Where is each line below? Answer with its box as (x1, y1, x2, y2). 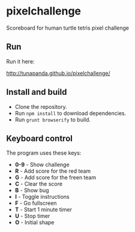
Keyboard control (6, 133, 73, 143)
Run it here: (6, 57, 35, 65)
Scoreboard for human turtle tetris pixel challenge (6, 24, 129, 31)
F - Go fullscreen (14, 199, 57, 207)
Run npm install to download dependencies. (14, 109, 127, 117)
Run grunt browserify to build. (14, 116, 91, 123)
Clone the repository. (14, 103, 67, 110)
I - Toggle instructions (14, 193, 70, 201)
